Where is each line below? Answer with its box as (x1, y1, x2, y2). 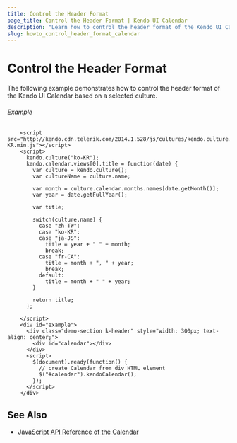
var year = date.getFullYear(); (32, 192, 128, 199)
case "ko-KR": (38, 229, 80, 236)
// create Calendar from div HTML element (38, 365, 166, 372)
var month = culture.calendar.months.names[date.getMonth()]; (32, 185, 219, 192)
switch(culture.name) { (32, 217, 102, 224)
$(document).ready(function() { (32, 359, 128, 366)
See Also (7, 408, 47, 421)
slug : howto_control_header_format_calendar (7, 30, 140, 38)
